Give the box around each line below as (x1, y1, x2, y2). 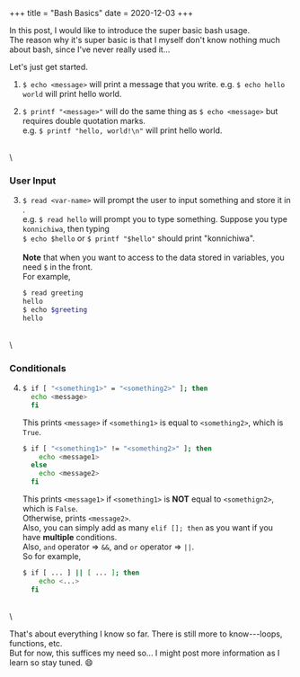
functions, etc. (9, 637, 63, 648)
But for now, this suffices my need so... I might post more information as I (9, 647, 280, 658)
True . (22, 426, 42, 437)
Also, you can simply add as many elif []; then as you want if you (22, 522, 274, 533)
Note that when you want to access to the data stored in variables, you (22, 252, 285, 263)
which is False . (22, 503, 78, 514)
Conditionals (9, 361, 66, 374)
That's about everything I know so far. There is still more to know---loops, (9, 628, 283, 639)
